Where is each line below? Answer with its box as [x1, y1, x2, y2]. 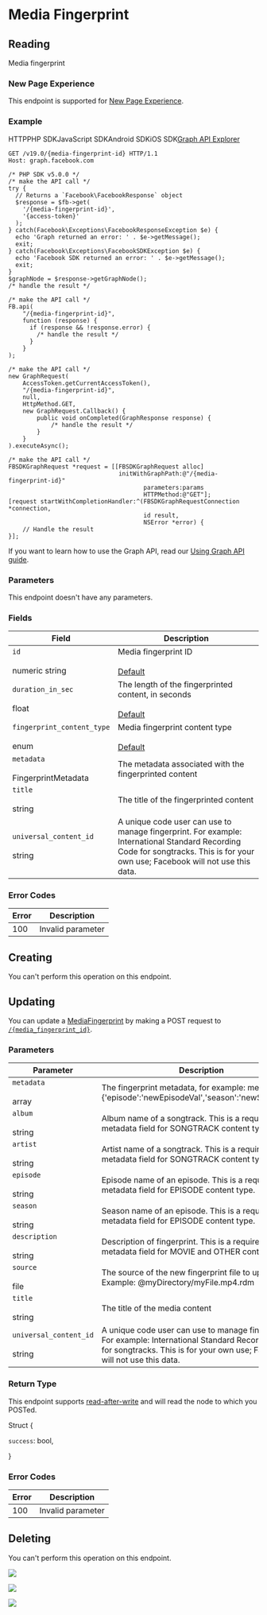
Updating [8, 995, 56, 1008]
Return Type [8, 1378, 57, 1389]
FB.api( [8, 302, 34, 311]
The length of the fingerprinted [118, 679, 233, 690]
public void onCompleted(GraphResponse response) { [37, 413, 212, 422]
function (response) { [22, 316, 98, 324]
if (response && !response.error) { [29, 324, 151, 332]
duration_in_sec [12, 685, 74, 694]
